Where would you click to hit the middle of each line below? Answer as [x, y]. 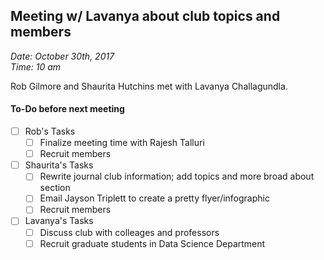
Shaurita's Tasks [59, 165]
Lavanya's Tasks [59, 221]
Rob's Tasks [50, 131]
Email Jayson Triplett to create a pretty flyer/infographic [154, 198]
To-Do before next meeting [67, 109]
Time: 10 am [36, 66]
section [55, 188]
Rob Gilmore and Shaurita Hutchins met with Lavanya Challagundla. [149, 86]
